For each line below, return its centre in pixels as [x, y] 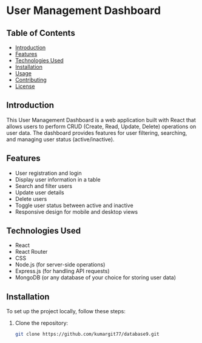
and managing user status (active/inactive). [60, 139]
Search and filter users [44, 186]
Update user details [40, 192]
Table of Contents [41, 33]
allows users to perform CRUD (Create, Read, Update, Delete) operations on [101, 126]
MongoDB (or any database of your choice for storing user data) [96, 277]
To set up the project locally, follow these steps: [66, 311]
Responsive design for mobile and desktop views [76, 212]
